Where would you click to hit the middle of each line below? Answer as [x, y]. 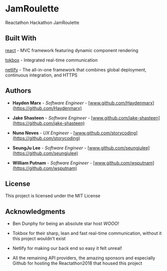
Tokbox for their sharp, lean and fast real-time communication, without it [87, 233]
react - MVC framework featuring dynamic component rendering [72, 50]
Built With [21, 38]
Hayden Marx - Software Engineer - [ [51, 102]
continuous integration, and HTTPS [41, 75]
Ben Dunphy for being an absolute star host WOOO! [65, 223]
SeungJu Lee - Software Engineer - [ [51, 147]
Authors [18, 91]
